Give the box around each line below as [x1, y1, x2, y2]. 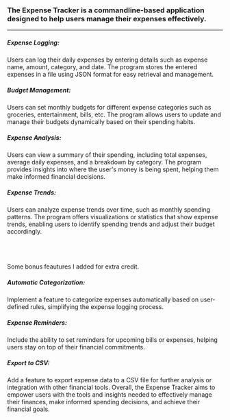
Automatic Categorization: [7, 278, 86, 286]
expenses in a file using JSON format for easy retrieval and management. [7, 71, 214, 79]
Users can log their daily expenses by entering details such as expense [7, 55, 208, 64]
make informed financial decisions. [7, 173, 106, 181]
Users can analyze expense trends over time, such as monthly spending [7, 206, 211, 214]
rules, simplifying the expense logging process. [30, 303, 164, 311]
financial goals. [7, 405, 50, 413]
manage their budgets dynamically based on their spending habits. [7, 118, 196, 126]
